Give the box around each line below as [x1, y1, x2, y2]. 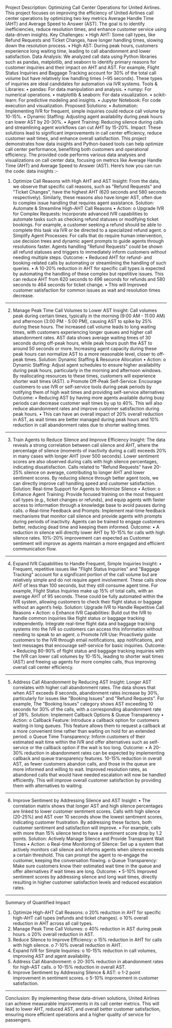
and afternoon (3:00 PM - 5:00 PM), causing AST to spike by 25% [12, 318, 152, 324]
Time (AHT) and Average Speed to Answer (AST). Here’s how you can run [5, 163, 161, 168]
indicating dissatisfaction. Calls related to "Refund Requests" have [12, 464, 153, 470]
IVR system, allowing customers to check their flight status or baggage [12, 599, 162, 605]
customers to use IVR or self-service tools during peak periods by [12, 384, 152, 390]
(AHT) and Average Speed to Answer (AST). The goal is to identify [5, 21, 145, 27]
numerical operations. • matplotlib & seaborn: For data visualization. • [5, 92, 153, 98]
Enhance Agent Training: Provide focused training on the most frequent [12, 491, 163, 497]
